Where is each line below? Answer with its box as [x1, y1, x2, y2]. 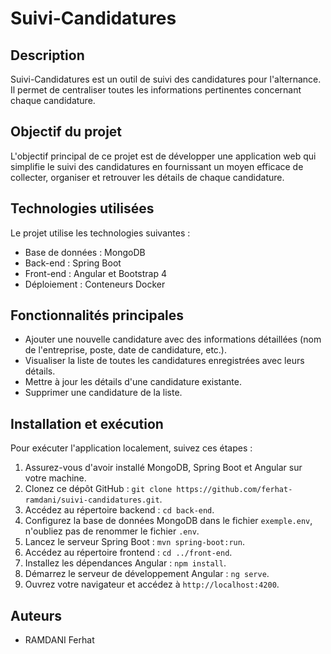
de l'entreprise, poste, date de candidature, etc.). [24, 344, 228, 356]
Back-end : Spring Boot [24, 257, 122, 269]
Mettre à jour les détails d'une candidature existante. [24, 376, 242, 388]
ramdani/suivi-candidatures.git [24, 495, 160, 506]
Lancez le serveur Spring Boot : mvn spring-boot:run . [24, 536, 245, 548]
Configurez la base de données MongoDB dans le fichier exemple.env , [24, 515, 313, 527]
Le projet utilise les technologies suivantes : [10, 227, 191, 239]
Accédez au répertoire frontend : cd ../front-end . [24, 547, 233, 559]
